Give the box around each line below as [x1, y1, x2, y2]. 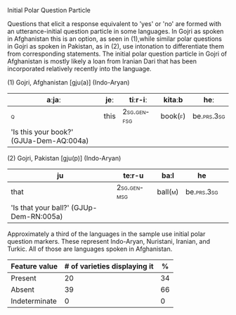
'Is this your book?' [11, 127, 74, 137]
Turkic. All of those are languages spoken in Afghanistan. [7, 245, 173, 253]
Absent [11, 285, 35, 295]
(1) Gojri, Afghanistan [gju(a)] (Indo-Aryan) [7, 78, 130, 87]
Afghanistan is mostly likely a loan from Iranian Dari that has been [7, 57, 197, 66]
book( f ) [160, 111, 186, 121]
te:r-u [122, 171, 144, 180]
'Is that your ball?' [11, 203, 70, 212]
